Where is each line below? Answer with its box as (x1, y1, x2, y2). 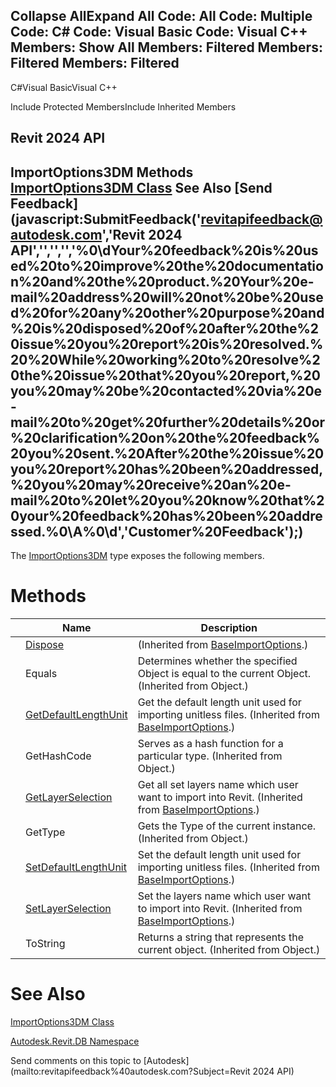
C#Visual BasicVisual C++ (10, 81, 118, 93)
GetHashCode (25, 749, 92, 763)
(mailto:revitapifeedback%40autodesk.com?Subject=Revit (10, 1065, 251, 1077)
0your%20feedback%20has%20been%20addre (10, 507, 323, 524)
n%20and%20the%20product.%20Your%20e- (10, 273, 315, 290)
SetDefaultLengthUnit (25, 860, 127, 874)
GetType (25, 825, 66, 839)
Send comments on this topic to (10, 1054, 142, 1066)
